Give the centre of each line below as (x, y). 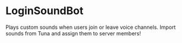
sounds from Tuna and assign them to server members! (73, 33)
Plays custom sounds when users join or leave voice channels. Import (91, 27)
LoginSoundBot (44, 11)
